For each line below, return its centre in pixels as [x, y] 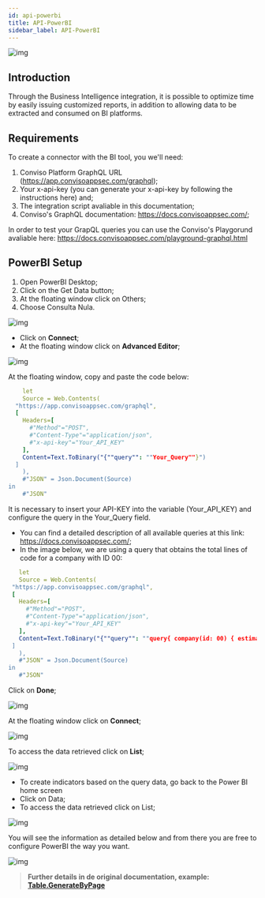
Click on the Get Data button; [67, 290]
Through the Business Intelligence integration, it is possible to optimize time [131, 96]
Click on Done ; [32, 690]
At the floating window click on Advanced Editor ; [100, 346]
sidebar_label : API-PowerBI [54, 30]
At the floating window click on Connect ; [75, 721]
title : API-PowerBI [40, 23]
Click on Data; [42, 799]
